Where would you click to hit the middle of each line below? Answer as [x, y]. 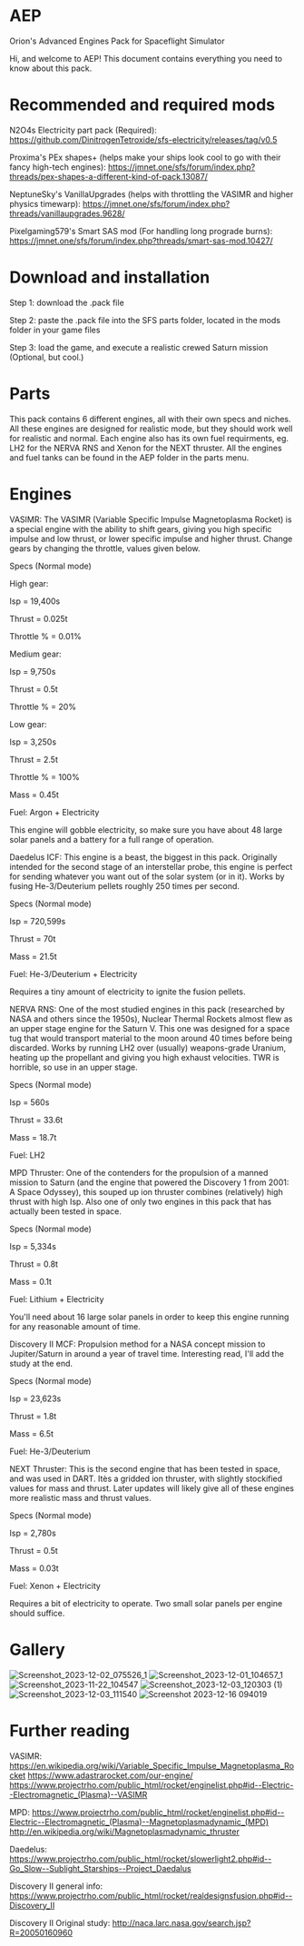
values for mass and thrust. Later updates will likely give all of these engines [152, 1488]
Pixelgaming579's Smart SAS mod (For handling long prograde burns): [141, 231]
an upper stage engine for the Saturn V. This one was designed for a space [150, 1028]
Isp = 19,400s [35, 601]
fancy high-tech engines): [58, 167]
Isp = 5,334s [33, 1246]
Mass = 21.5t [33, 956]
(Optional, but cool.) [47, 357]
